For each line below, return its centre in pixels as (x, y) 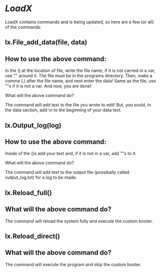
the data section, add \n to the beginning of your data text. (64, 110)
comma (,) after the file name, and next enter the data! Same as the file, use (80, 81)
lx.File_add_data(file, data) (46, 42)
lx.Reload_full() (29, 193)
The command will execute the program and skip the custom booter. (73, 264)
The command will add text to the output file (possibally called (67, 172)
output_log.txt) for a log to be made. (41, 177)
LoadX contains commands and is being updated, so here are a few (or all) (80, 22)
